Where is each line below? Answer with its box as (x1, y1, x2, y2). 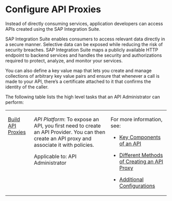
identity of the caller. (5, 83, 49, 90)
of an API (119, 140, 142, 147)
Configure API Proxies (5, 4, 101, 15)
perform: (5, 99, 24, 105)
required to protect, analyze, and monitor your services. (5, 57, 123, 63)
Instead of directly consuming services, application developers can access (5, 20, 163, 27)
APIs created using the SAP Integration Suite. (5, 26, 101, 32)
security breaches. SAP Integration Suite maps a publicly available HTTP (5, 47, 159, 53)
